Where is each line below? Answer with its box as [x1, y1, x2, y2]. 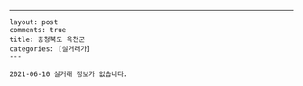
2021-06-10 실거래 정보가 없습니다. [9, 70, 128, 79]
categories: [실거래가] [9, 45, 91, 54]
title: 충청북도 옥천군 [9, 35, 86, 44]
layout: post [9, 18, 59, 27]
